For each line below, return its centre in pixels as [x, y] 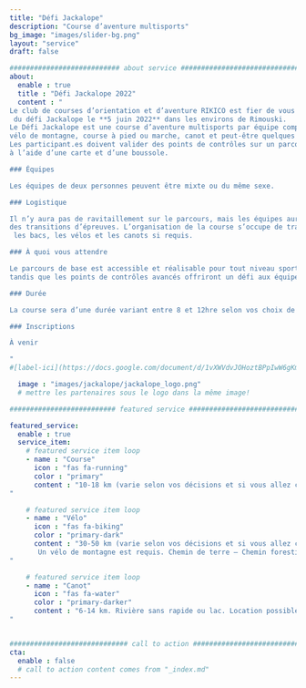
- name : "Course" [61, 460]
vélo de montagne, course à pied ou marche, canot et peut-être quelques [153, 136]
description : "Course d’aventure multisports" [99, 26]
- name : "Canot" [59, 585]
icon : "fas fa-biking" [79, 527]
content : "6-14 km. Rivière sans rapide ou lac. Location [148, 611]
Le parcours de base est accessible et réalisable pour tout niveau [142, 269]
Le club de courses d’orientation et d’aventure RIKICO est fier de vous [153, 110]
